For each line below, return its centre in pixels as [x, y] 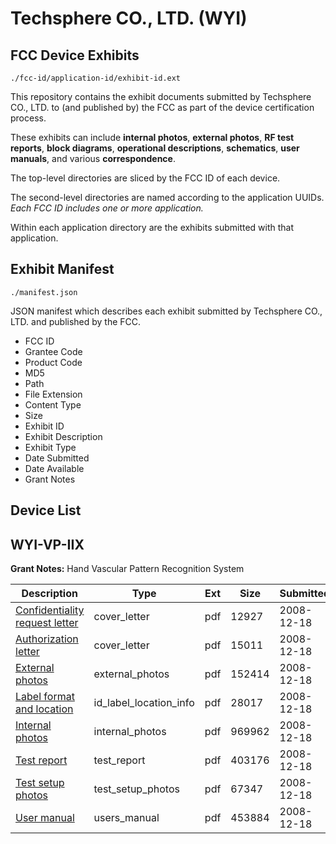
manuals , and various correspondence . [93, 158]
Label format [45, 697]
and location [44, 709]
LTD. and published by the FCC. [76, 321]
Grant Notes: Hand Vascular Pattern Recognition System [127, 569]
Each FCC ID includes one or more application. [107, 208]
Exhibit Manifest [62, 269]
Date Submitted [57, 458]
